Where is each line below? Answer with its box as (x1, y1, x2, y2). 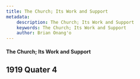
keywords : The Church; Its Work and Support (16, 24, 127, 31)
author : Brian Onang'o (16, 30, 72, 36)
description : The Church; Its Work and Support (16, 19, 134, 25)
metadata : (6, 14, 30, 20)
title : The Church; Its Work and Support (6, 8, 108, 15)
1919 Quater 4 (6, 65, 57, 75)
